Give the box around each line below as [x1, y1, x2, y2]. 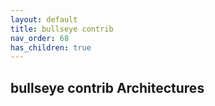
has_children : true [10, 42, 92, 53]
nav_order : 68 [10, 33, 70, 43]
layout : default [10, 14, 78, 25]
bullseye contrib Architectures [10, 79, 205, 96]
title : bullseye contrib [10, 24, 114, 34]
